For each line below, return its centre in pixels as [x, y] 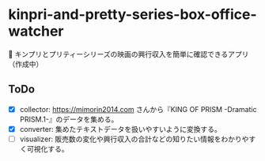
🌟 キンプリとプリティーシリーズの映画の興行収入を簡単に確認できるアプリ [129, 54]
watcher [36, 31]
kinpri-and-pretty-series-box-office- [132, 15]
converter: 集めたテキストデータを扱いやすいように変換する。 [120, 129]
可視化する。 [47, 148]
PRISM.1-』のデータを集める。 [69, 119]
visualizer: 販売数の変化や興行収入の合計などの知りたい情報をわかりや [134, 139]
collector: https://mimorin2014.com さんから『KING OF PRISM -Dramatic [138, 109]
